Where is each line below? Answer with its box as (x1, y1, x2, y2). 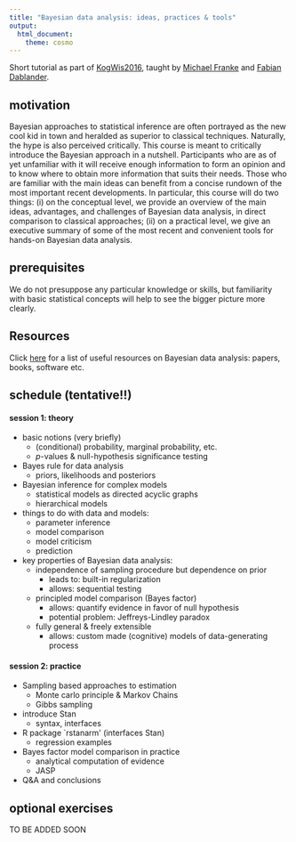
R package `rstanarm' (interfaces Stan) (21, 727, 165, 739)
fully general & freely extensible (35, 621, 152, 632)
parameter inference (35, 517, 111, 528)
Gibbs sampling (35, 700, 93, 710)
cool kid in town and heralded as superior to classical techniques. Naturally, (9, 131, 286, 142)
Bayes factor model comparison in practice (21, 747, 180, 757)
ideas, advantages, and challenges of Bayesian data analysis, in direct (9, 206, 267, 217)
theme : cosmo (25, 37, 74, 47)
